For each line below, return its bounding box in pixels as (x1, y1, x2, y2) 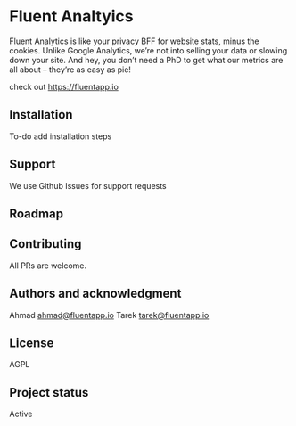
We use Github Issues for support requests (9, 180, 167, 191)
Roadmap (9, 206, 64, 221)
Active (9, 408, 33, 420)
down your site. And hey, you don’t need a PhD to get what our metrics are (9, 54, 284, 65)
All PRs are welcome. (9, 260, 87, 271)
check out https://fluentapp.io (9, 81, 119, 92)
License (9, 335, 54, 350)
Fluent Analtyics (9, 6, 134, 27)
